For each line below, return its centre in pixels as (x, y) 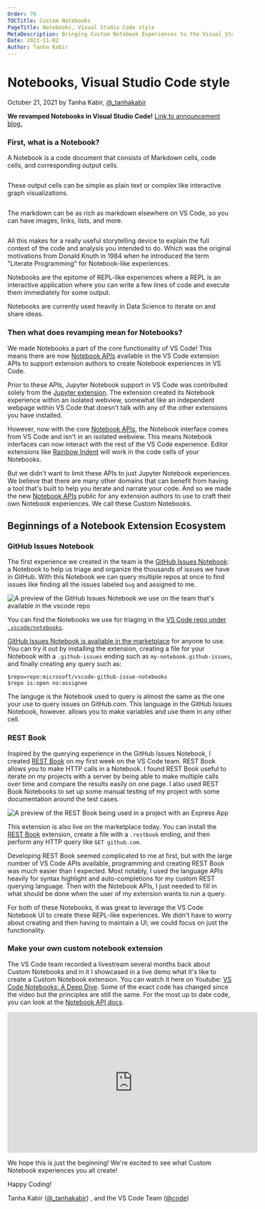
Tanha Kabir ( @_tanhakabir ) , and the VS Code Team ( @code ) (98, 1198)
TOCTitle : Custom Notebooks (49, 21)
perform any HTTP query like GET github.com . (74, 842)
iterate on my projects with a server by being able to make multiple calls (113, 776)
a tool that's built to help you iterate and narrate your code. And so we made (120, 488)
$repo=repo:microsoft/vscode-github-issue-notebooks (87, 677)
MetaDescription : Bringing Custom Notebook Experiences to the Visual (115, 34)
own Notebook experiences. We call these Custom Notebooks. (100, 503)
